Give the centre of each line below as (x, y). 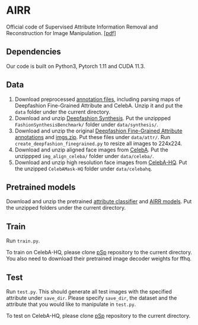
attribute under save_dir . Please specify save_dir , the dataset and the (92, 298)
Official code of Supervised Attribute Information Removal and (82, 27)
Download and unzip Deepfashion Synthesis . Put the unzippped (92, 118)
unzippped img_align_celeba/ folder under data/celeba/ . (84, 156)
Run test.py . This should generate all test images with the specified (89, 291)
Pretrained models (41, 187)
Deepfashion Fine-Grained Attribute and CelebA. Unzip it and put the (99, 105)
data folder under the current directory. (63, 112)
